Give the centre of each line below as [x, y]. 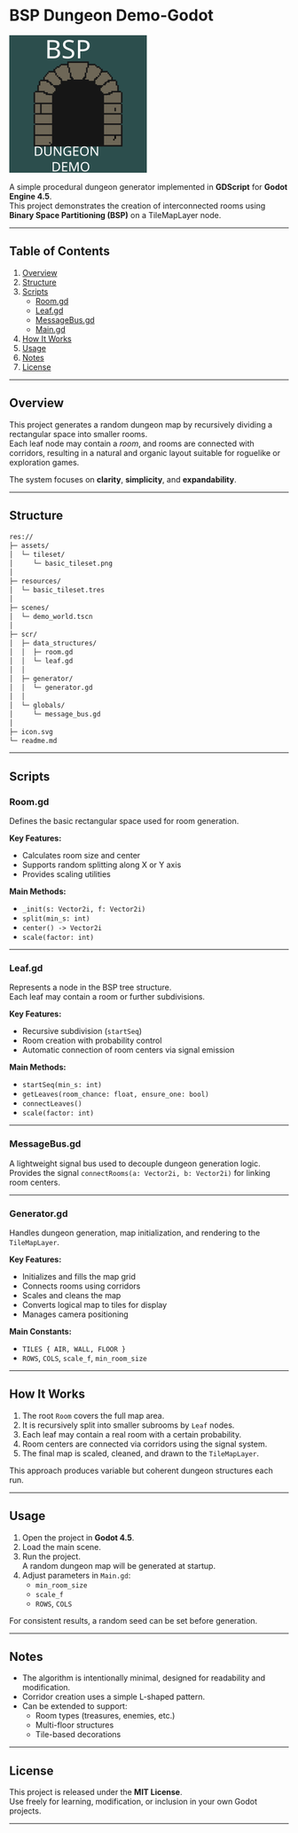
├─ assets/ [29, 546]
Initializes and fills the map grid [78, 1276]
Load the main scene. [62, 1547]
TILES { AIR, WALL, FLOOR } [74, 1349]
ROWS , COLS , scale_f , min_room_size [85, 1358]
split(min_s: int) [56, 919]
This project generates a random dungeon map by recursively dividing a [141, 424]
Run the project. [51, 1556]
